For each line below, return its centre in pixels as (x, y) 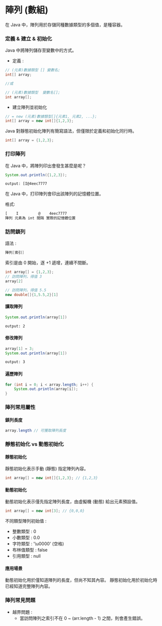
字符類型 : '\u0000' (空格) (38, 544)
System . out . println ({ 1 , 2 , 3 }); (36, 175)
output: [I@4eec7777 (26, 184)
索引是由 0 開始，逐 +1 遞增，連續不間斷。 (48, 263)
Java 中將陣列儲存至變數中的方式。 (41, 50)
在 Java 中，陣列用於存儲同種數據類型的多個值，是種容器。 (65, 25)
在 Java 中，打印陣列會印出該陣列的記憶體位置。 (54, 194)
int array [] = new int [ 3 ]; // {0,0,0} (45, 511)
